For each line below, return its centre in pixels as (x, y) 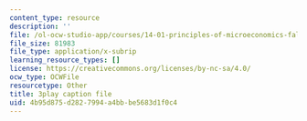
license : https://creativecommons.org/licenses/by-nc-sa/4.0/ (130, 69)
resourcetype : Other (49, 86)
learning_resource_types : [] (65, 60)
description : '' (40, 26)
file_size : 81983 (42, 43)
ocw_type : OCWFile (44, 77)
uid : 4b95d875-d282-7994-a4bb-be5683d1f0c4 (94, 102)
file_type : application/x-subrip (73, 52)
